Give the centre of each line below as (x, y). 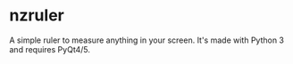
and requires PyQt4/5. (50, 49)
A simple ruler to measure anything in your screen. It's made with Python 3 (146, 40)
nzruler (37, 16)
